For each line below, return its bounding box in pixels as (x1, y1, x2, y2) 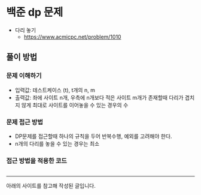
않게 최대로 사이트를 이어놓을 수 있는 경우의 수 (21, 101, 129, 109)
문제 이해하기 (6, 71, 42, 80)
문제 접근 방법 (6, 118, 44, 126)
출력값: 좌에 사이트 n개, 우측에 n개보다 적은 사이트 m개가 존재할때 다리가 (14, 94, 184, 101)
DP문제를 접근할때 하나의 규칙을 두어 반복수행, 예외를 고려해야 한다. (14, 133, 172, 140)
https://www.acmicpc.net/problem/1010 (23, 33, 121, 40)
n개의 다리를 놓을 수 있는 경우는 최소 (14, 140, 100, 147)
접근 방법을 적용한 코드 (6, 157, 68, 165)
